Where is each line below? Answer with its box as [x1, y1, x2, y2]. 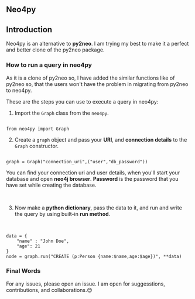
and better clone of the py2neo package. [6, 46, 105, 53]
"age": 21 [16, 243, 41, 249]
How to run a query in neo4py [6, 61, 93, 69]
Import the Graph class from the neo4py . [14, 109, 110, 116]
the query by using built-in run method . [14, 210, 111, 217]
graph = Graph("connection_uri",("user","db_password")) [6, 159, 148, 164]
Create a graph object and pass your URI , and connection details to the [14, 136, 187, 143]
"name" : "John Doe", [16, 238, 69, 244]
